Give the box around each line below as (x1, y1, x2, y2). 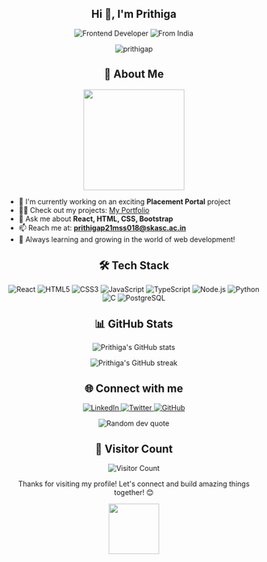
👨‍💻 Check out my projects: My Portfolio (18, 205, 150, 214)
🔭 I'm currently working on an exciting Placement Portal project (18, 197, 231, 206)
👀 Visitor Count (94, 442, 173, 456)
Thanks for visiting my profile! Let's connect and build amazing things (18, 479, 250, 489)
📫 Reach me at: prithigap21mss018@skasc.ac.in (18, 223, 186, 232)
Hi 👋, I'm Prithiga (90, 7, 177, 21)
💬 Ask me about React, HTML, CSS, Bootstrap (18, 214, 173, 223)
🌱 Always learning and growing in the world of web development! (18, 234, 236, 244)
